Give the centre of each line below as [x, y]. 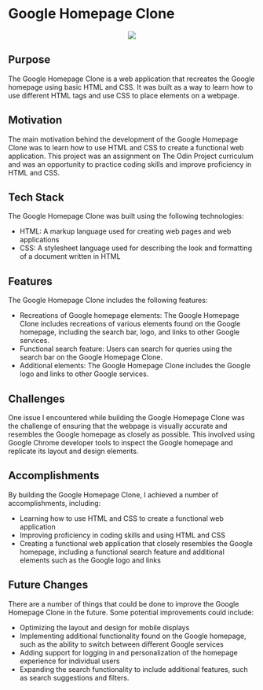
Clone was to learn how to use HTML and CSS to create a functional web [126, 147]
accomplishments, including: [55, 503]
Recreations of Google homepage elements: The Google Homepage [129, 315]
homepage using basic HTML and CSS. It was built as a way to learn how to [131, 87]
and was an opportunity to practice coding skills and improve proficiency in [130, 164]
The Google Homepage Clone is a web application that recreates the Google [131, 79]
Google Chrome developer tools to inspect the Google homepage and [121, 443]
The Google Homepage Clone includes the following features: [108, 301]
